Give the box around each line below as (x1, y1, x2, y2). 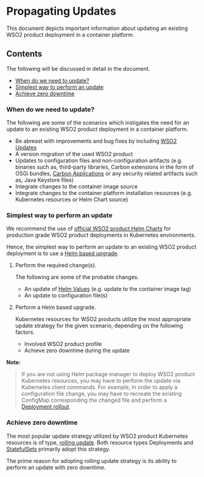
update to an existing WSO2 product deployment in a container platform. (6, 125, 189, 133)
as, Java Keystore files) (15, 176, 74, 184)
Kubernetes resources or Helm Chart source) (15, 196, 128, 203)
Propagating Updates (6, 4, 117, 18)
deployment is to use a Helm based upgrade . (6, 250, 119, 257)
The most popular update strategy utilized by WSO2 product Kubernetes (6, 432, 188, 440)
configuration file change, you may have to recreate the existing (21, 390, 182, 398)
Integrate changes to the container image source (15, 183, 138, 190)
